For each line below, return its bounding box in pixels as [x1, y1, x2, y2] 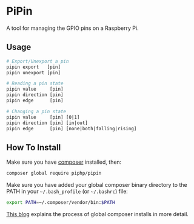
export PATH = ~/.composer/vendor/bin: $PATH [6, 200, 115, 206]
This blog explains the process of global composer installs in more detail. [6, 210, 189, 217]
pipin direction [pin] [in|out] [6, 120, 88, 126]
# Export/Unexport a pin [6, 58, 69, 65]
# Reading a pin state [6, 80, 64, 86]
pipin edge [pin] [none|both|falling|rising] [6, 125, 137, 131]
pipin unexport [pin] [6, 69, 61, 75]
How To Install [6, 142, 61, 153]
